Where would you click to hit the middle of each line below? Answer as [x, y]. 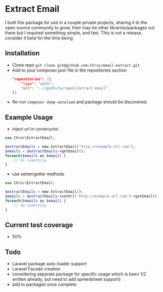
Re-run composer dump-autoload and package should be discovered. [80, 102]
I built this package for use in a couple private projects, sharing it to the [76, 22]
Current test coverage [39, 225]
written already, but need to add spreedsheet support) [66, 279]
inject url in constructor [35, 129]
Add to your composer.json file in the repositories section [69, 70]
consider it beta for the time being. [40, 38]
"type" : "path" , [37, 84]
